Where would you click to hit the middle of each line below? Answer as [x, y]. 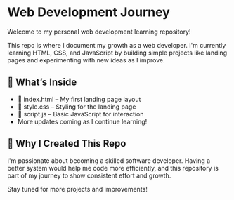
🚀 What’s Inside [42, 82]
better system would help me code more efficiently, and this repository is [113, 168]
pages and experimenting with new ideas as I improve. [86, 60]
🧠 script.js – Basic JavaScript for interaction [80, 114]
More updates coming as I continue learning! [82, 121]
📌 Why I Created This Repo [67, 144]
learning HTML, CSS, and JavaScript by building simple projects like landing [117, 53]
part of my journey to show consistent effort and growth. [89, 175]
